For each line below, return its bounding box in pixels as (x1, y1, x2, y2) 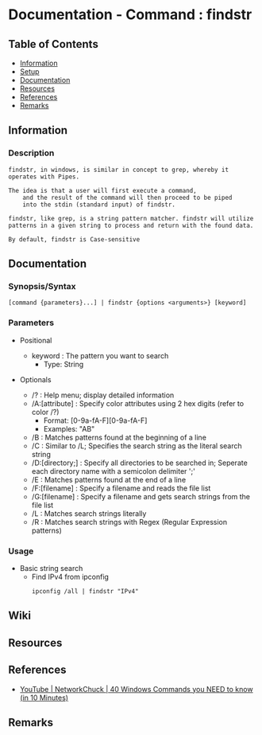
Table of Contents (8, 37, 99, 51)
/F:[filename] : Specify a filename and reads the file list (31, 483, 211, 493)
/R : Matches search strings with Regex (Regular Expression (31, 517, 228, 526)
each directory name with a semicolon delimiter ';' (31, 466, 196, 475)
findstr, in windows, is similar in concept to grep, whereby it (8, 166, 229, 174)
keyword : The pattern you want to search (31, 350, 169, 360)
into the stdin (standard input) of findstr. (22, 201, 176, 209)
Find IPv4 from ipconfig (31, 572, 110, 581)
